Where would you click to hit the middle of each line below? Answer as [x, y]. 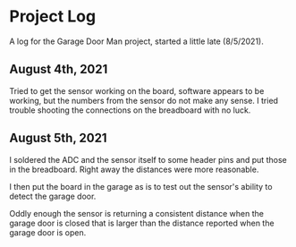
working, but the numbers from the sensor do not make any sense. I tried [144, 100]
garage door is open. [48, 232]
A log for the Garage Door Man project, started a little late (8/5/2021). [136, 41]
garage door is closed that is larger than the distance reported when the [142, 223]
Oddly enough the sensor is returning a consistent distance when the [136, 213]
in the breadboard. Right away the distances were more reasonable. [134, 169]
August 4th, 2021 [59, 69]
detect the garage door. [53, 196]
